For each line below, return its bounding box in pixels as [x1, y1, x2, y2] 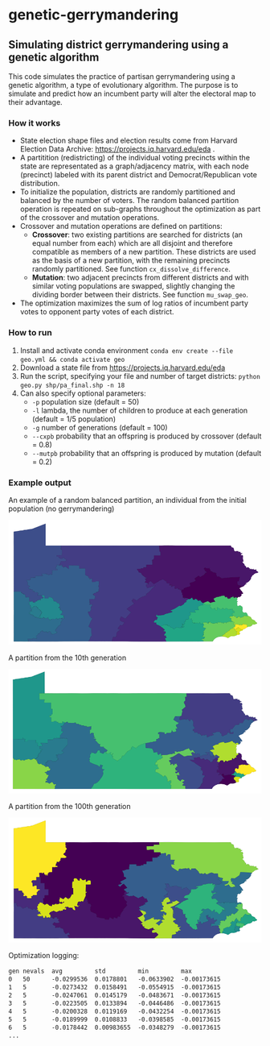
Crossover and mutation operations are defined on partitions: [19, 222, 223, 231]
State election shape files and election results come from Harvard [19, 135, 238, 146]
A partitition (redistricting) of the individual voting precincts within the [19, 153, 251, 163]
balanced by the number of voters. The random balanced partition [19, 196, 239, 205]
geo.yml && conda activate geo [19, 355, 125, 363]
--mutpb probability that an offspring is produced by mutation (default [31, 448, 262, 458]
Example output [8, 477, 72, 488]
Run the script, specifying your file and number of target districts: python [19, 371, 261, 380]
